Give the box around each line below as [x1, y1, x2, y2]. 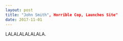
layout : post [5, 7, 33, 13]
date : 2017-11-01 [5, 17, 43, 22]
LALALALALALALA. [5, 31, 47, 37]
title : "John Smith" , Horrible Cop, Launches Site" [5, 12, 118, 17]
